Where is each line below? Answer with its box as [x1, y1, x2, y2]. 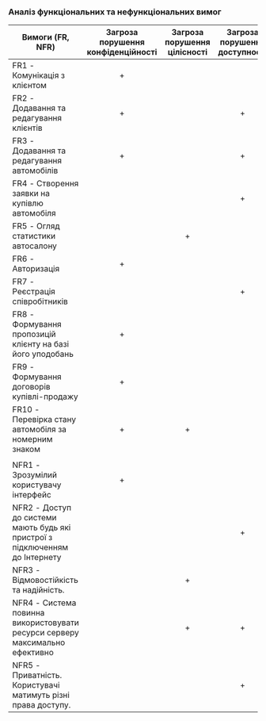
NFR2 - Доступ [12, 502, 72, 513]
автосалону [12, 240, 58, 251]
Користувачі [12, 680, 60, 691]
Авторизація [12, 263, 60, 274]
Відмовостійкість [12, 574, 79, 585]
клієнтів [12, 122, 43, 133]
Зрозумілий [12, 470, 58, 481]
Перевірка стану [12, 414, 77, 425]
